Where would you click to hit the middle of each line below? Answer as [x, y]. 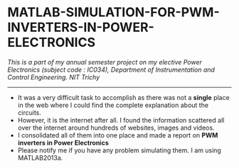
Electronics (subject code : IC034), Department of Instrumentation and [111, 69]
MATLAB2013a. [40, 157]
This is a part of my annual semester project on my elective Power [105, 62]
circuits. [29, 112]
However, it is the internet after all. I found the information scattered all [121, 120]
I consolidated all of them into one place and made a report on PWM [118, 135]
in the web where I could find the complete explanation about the [113, 105]
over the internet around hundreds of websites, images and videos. [116, 128]
